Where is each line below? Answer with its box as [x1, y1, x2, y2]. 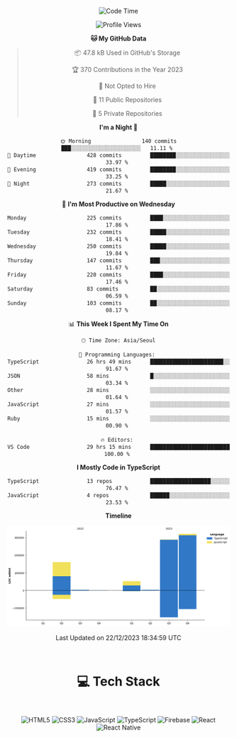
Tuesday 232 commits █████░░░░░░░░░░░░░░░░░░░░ [7, 229, 230, 236]
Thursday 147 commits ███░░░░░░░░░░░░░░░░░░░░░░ [7, 257, 230, 264]
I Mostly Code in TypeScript [77, 463, 160, 472]
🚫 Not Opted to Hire [98, 82, 157, 90]
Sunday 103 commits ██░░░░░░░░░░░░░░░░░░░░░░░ [7, 300, 230, 307]
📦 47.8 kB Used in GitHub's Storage [74, 48, 181, 57]
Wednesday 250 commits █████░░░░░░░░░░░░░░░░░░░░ [7, 243, 230, 250]
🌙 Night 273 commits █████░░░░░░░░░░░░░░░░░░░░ [7, 180, 230, 188]
